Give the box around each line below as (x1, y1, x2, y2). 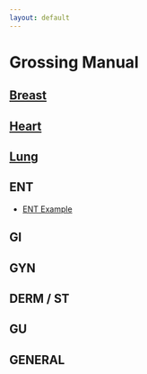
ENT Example (22, 204, 73, 214)
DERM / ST (9, 290, 70, 306)
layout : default (9, 13, 70, 23)
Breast (9, 87, 48, 104)
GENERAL (9, 352, 65, 368)
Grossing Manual (9, 51, 139, 72)
